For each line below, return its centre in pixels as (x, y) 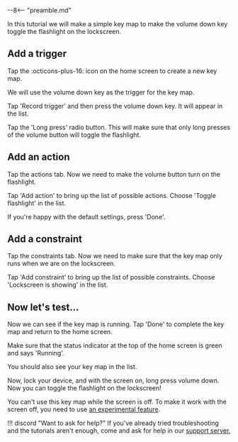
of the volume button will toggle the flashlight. (74, 135)
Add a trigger (37, 54)
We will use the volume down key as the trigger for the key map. (101, 92)
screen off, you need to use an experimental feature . (84, 409)
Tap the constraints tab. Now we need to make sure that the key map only (115, 256)
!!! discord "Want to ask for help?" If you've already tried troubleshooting (113, 423)
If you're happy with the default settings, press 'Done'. (86, 216)
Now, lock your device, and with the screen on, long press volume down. (113, 381)
